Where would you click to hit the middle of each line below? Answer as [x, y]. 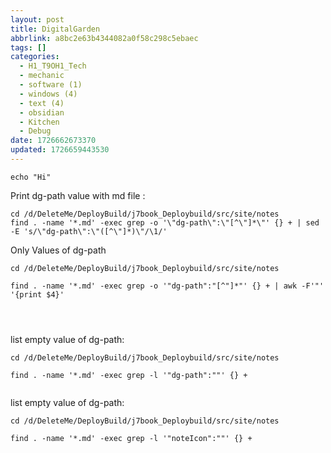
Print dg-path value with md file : [78, 195]
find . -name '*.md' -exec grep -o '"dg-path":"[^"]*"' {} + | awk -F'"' [167, 286]
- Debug [35, 131]
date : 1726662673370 [53, 141]
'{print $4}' [37, 294]
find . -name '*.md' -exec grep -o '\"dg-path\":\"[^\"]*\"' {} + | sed [165, 222]
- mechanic [42, 76]
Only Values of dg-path [58, 250]
